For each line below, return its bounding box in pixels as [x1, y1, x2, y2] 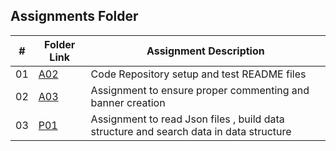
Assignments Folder [10, 8, 139, 25]
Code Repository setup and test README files [90, 67, 307, 81]
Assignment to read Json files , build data [90, 112, 285, 126]
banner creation [90, 95, 166, 109]
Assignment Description [146, 44, 265, 58]
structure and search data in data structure [90, 124, 292, 138]
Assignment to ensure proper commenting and [90, 83, 310, 97]
